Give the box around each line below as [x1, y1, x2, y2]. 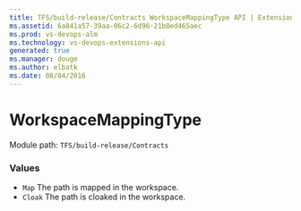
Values [9, 162, 40, 174]
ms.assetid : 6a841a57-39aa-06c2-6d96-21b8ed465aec [9, 21, 202, 30]
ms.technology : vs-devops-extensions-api [9, 38, 167, 47]
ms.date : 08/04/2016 [9, 72, 87, 80]
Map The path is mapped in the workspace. [21, 181, 179, 192]
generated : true [9, 46, 70, 55]
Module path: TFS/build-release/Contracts [9, 139, 169, 150]
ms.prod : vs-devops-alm [9, 30, 99, 38]
